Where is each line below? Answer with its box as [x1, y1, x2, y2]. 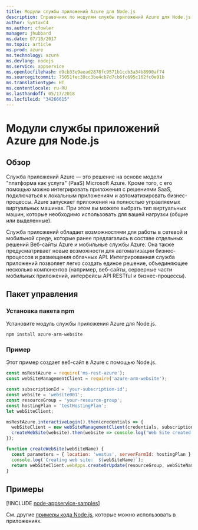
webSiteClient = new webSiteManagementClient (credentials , [11, 425, 160, 430]
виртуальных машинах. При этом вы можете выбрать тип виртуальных [6, 204, 187, 211]
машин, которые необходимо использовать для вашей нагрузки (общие [6, 210, 189, 218]
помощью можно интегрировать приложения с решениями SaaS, [6, 185, 172, 193]
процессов [6, 253, 34, 260]
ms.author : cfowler [6, 25, 54, 31]
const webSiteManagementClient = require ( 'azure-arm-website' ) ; [6, 376, 167, 382]
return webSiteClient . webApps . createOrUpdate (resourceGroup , [11, 462, 165, 468]
